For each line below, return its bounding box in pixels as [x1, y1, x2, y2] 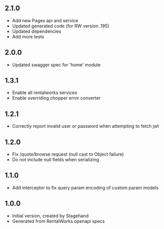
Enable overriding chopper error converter [12, 95, 101, 101]
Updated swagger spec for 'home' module [12, 62, 101, 68]
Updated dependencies [12, 28, 62, 34]
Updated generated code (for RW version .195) [12, 23, 110, 29]
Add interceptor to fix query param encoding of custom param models [12, 185, 159, 191]
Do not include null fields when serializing [12, 157, 99, 163]
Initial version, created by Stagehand [12, 212, 89, 219]
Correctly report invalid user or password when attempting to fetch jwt [12, 123, 159, 129]
